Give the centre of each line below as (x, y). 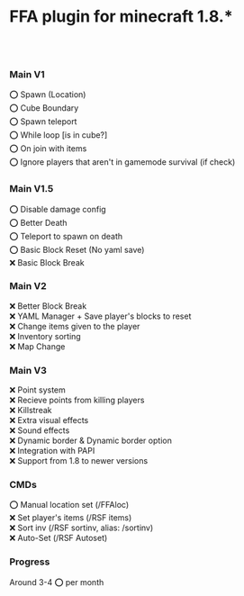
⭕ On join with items (48, 149)
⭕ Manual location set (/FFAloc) (69, 505)
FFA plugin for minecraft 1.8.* (121, 17)
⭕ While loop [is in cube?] (59, 135)
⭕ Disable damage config (58, 209)
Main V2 (28, 286)
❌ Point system (37, 390)
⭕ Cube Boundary (44, 108)
